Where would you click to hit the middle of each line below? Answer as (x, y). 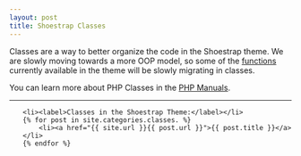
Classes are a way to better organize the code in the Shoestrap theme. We (146, 51)
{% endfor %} (47, 144)
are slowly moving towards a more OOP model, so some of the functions (143, 61)
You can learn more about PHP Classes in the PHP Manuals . (120, 87)
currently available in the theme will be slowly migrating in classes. (132, 70)
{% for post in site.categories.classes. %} (107, 120)
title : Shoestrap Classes (57, 26)
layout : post (34, 17)
